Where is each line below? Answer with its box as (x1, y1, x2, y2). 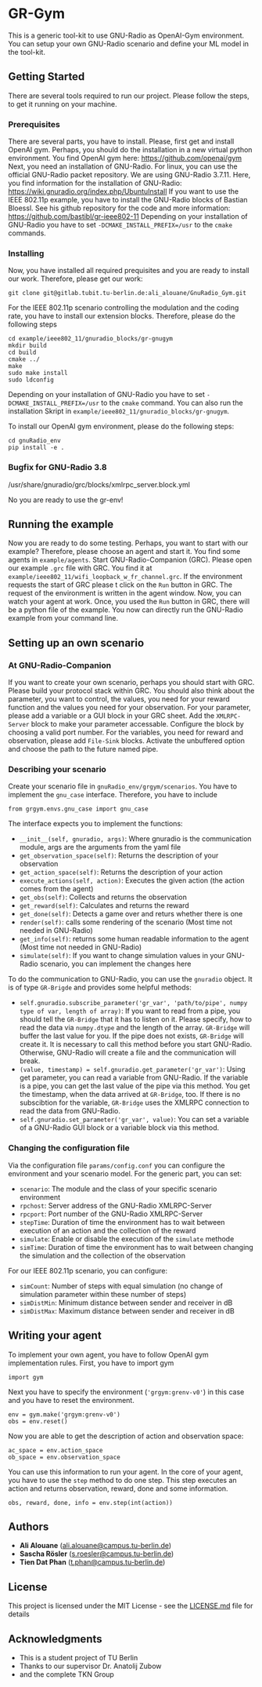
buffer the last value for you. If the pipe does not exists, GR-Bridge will (19, 1031, 244, 1040)
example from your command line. (8, 614, 119, 623)
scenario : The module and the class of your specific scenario (19, 1184, 217, 1193)
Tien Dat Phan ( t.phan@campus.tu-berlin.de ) (19, 1558, 166, 1567)
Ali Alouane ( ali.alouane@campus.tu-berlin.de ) (19, 1541, 172, 1550)
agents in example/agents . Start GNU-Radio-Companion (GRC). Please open (8, 555, 253, 565)
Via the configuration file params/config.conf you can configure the (8, 1160, 225, 1170)
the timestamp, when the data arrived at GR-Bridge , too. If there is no (19, 1090, 241, 1099)
